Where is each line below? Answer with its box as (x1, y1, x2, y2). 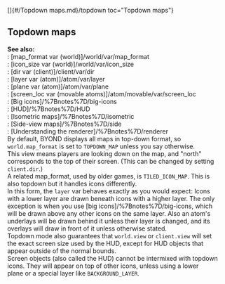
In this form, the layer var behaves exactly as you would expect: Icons (7, 186, 210, 195)
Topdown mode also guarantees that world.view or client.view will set (7, 231, 212, 240)
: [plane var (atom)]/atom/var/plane (7, 82, 109, 91)
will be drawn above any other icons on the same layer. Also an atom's (7, 209, 211, 217)
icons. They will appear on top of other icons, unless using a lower (7, 262, 199, 270)
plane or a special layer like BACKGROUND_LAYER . (7, 269, 140, 277)
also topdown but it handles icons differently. (7, 179, 137, 188)
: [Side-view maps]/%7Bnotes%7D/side (7, 120, 122, 128)
